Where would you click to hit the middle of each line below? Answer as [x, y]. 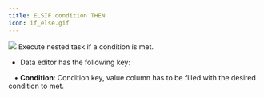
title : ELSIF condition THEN [57, 16]
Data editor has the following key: [75, 62]
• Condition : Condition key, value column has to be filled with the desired [135, 77]
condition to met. [36, 86]
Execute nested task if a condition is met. [86, 47]
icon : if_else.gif [39, 23]
